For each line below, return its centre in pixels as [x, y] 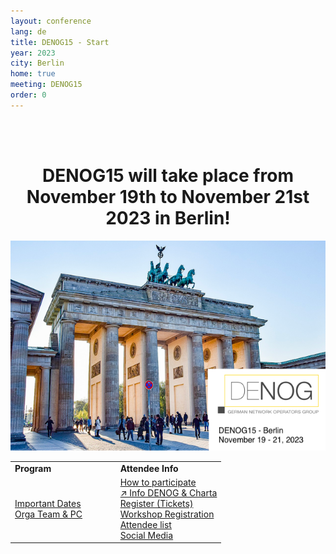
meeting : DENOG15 [46, 85]
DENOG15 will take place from [168, 175]
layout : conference [51, 21]
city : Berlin [37, 63]
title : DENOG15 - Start [60, 42]
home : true [33, 74]
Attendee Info [149, 468]
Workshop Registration [167, 514]
